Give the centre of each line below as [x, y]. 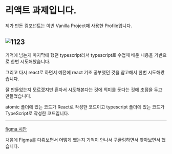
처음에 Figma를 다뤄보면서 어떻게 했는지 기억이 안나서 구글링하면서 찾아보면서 [83, 140]
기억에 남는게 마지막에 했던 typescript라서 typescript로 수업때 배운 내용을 [79, 55]
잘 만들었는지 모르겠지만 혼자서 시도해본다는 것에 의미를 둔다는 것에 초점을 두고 [84, 90]
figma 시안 [16, 129]
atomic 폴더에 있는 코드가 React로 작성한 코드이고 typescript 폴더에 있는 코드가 [85, 107]
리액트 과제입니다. [41, 10]
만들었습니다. [18, 96]
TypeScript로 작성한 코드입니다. [37, 113]
